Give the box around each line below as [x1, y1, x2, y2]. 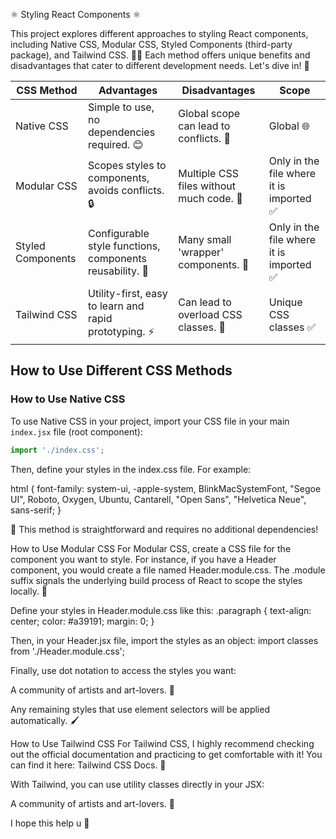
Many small [178, 233, 232, 246]
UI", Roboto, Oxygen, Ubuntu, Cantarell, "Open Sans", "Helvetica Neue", [10, 493, 307, 505]
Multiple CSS [178, 167, 239, 180]
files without [178, 179, 236, 193]
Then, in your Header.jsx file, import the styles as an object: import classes [10, 634, 319, 646]
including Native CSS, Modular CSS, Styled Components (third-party [10, 39, 293, 50]
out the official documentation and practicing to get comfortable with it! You [10, 748, 323, 760]
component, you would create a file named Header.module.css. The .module [10, 564, 326, 576]
